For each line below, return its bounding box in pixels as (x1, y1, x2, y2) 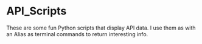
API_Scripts (6, 4, 67, 18)
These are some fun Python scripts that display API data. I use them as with (6, 24, 196, 31)
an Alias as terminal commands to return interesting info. (6, 30, 148, 37)
